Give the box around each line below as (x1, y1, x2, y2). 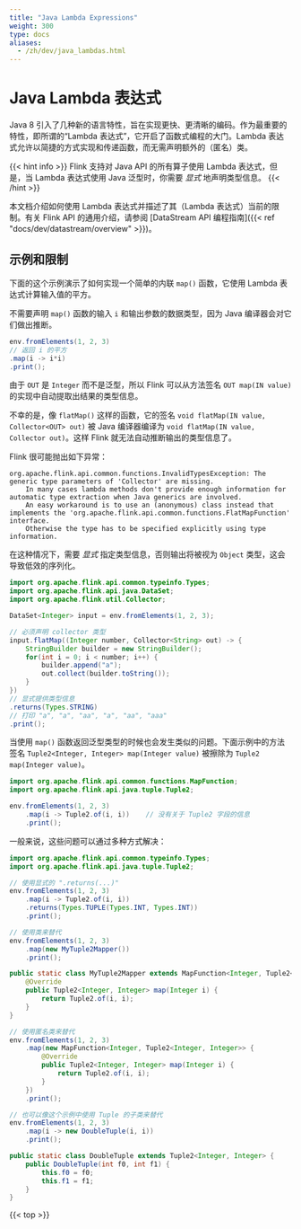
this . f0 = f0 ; (41, 1168, 94, 1177)
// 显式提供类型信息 (9, 694, 75, 703)
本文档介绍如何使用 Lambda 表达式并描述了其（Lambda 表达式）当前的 (9, 201, 271, 212)
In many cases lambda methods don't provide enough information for (25, 485, 287, 494)
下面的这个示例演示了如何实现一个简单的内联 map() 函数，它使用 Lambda (9, 278, 278, 288)
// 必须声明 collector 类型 (9, 627, 106, 636)
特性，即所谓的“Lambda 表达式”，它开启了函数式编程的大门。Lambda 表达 (9, 131, 285, 142)
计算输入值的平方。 (24, 288, 96, 299)
